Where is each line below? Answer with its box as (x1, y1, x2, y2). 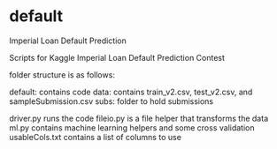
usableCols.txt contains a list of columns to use (9, 131, 181, 142)
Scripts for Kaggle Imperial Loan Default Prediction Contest (9, 52, 226, 63)
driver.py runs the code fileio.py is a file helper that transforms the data (9, 113, 268, 123)
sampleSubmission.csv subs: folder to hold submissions (9, 95, 214, 107)
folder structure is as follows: (9, 69, 115, 80)
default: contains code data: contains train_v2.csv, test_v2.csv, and (9, 86, 253, 97)
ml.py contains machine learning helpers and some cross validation (9, 122, 255, 133)
